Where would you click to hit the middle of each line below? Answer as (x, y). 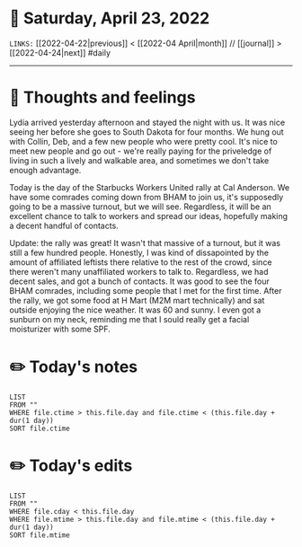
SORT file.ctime (40, 428)
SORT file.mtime (40, 535)
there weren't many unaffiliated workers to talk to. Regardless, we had (139, 271)
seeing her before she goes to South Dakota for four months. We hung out (147, 132)
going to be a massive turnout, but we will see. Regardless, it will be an (140, 207)
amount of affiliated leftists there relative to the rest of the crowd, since (141, 262)
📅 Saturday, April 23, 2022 (110, 18)
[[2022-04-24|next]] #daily (60, 52)
